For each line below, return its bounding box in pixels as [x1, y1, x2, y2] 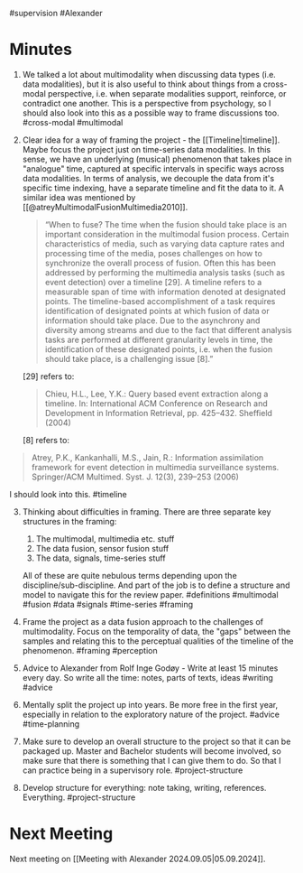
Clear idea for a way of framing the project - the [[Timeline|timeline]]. [22, 135, 280, 145]
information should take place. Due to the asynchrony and [44, 315, 261, 326]
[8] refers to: [22, 434, 70, 445]
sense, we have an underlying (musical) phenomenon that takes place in [22, 153, 292, 164]
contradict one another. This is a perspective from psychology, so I [22, 98, 271, 108]
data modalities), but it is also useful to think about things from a [22, 79, 262, 89]
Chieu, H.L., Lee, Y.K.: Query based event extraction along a [44, 388, 269, 399]
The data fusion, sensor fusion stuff [35, 543, 170, 553]
